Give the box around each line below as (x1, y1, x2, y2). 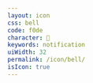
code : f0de (7, 26, 43, 34)
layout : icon (7, 11, 50, 20)
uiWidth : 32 (7, 48, 46, 56)
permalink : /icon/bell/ (7, 56, 86, 64)
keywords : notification (7, 41, 86, 49)
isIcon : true (7, 63, 50, 71)
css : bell (7, 19, 40, 27)
